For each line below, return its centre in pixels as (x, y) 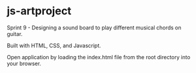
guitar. (15, 34)
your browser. (24, 63)
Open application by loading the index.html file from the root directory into (99, 57)
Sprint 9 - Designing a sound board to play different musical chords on (94, 28)
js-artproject (39, 11)
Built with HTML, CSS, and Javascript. (54, 45)
